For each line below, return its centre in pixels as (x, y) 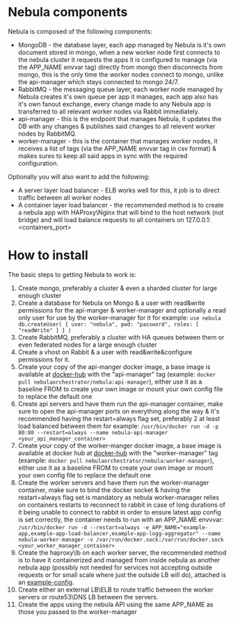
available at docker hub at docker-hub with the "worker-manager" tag (118, 452)
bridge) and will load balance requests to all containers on (101, 219)
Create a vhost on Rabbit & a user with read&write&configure (105, 352)
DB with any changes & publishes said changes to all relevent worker (117, 126)
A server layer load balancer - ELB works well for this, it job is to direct (119, 190)
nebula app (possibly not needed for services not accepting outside (115, 567)
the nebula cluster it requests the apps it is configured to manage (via (118, 59)
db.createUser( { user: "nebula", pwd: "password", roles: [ (109, 324)
